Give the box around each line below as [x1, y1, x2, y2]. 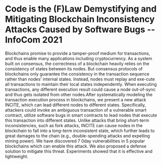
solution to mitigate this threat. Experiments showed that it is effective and [5, 148, 153, 154]
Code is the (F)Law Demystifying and [5, 3, 157, 15]
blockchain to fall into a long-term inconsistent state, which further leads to [5, 128, 155, 133]
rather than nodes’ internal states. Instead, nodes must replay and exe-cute [5, 76, 155, 82]
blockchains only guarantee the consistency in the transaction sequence [5, 71, 150, 77]
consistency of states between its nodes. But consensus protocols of [5, 66, 143, 71]
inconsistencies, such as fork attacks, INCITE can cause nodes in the [5, 122, 143, 128]
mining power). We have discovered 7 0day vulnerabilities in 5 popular [5, 138, 145, 144]
